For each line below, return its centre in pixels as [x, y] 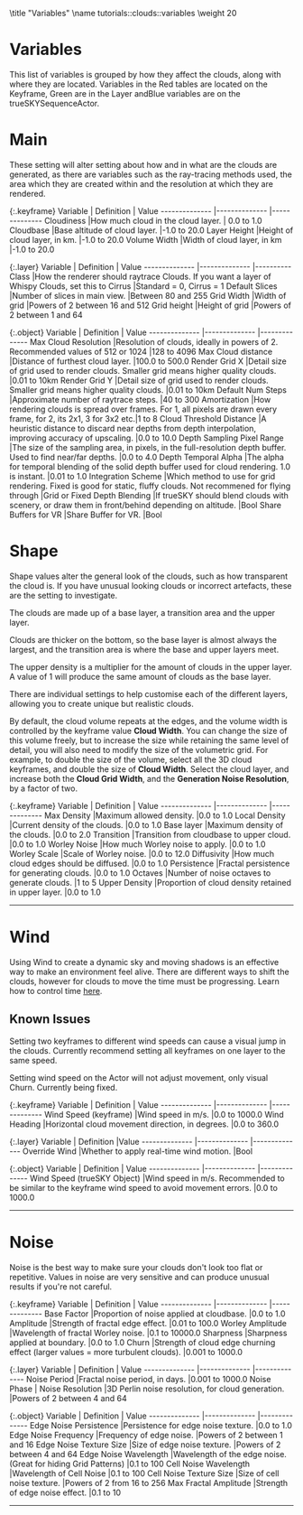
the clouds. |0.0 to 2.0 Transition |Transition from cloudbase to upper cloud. [150, 834]
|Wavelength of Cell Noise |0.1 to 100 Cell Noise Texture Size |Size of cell [144, 1473]
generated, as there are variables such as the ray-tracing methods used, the [151, 174]
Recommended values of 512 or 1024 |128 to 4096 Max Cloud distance [141, 351]
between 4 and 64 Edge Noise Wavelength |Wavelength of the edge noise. [148, 1454]
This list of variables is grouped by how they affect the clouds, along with [145, 74]
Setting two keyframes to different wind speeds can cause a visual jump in [148, 1041]
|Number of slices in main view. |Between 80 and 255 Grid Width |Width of [148, 295]
